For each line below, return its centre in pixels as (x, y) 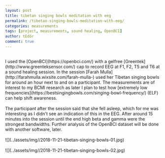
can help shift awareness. (31, 98)
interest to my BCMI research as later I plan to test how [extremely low (76, 87)
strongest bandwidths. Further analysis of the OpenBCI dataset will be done (82, 124)
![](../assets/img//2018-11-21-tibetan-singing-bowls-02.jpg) (65, 150)
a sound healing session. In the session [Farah (52, 72)
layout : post (18, 10)
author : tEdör (20, 36)
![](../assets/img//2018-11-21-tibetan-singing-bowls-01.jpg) (65, 140)
